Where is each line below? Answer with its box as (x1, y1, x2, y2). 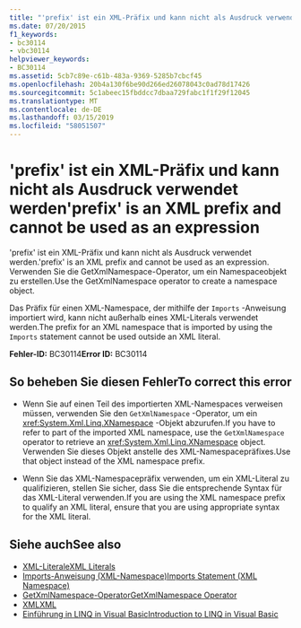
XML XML (21, 598, 57, 610)
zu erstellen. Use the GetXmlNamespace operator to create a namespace (9, 275, 278, 286)
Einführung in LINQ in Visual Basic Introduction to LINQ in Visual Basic (21, 608, 279, 619)
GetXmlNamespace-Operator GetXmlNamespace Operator (21, 589, 237, 600)
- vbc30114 (9, 47, 50, 56)
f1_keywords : (9, 30, 58, 39)
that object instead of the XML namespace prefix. (21, 455, 206, 467)
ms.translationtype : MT (9, 96, 99, 106)
